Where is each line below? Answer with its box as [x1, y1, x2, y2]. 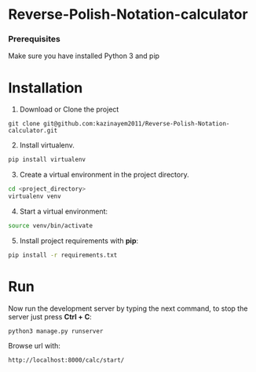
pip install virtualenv [8, 155, 86, 164]
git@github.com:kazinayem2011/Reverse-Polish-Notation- [42, 120, 230, 128]
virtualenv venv [8, 192, 61, 201]
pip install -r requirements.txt [8, 251, 118, 259]
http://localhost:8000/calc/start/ [8, 356, 125, 364]
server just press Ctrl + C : [8, 312, 92, 321]
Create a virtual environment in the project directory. [19, 170, 190, 180]
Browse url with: [8, 341, 61, 350]
